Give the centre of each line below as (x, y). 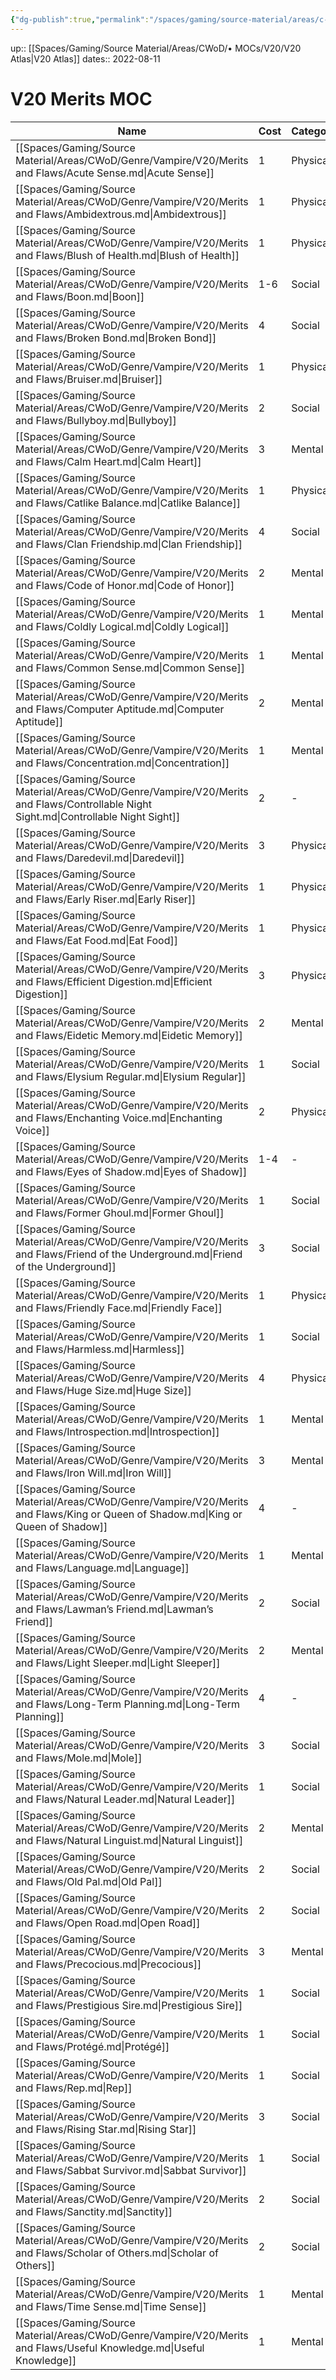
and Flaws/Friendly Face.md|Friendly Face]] (119, 1308)
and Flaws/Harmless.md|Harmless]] (100, 1349)
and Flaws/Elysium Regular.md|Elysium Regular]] (131, 1076)
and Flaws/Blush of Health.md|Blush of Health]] (127, 255)
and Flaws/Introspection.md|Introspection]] (117, 1431)
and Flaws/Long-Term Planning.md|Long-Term (127, 1704)
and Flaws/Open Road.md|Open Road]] (108, 1923)
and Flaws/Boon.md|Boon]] (80, 296)
